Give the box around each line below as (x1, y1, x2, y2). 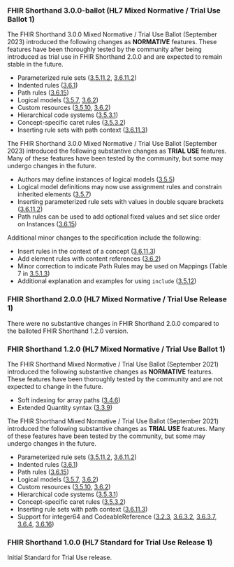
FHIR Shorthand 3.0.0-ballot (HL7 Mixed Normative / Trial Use (7, 6, 221, 15)
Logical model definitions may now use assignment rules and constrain (17, 183, 222, 191)
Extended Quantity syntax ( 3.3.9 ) (17, 403, 113, 411)
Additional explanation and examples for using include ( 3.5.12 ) (17, 277, 197, 285)
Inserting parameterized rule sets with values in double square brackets (17, 198, 224, 206)
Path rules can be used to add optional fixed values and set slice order (17, 212, 221, 221)
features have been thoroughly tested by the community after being (7, 45, 203, 54)
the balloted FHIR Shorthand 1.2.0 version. (7, 327, 129, 335)
